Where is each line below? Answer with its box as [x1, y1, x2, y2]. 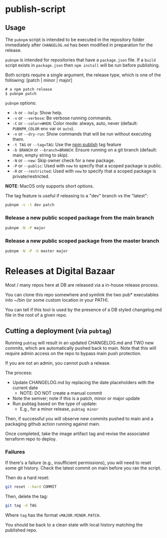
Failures [5, 448, 25, 455]
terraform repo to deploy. [5, 436, 57, 442]
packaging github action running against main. [5, 421, 101, 427]
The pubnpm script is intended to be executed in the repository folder [5, 36, 145, 42]
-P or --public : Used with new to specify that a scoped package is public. [12, 163, 163, 168]
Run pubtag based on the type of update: [12, 401, 97, 407]
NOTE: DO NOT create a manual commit [19, 390, 102, 396]
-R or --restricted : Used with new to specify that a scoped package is [12, 168, 157, 174]
